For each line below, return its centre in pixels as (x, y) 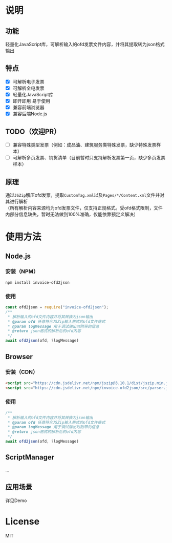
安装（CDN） (22, 372)
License (23, 521)
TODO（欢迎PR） (33, 131)
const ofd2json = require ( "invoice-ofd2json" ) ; (57, 307)
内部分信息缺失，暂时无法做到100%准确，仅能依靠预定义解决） (72, 214)
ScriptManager (30, 457)
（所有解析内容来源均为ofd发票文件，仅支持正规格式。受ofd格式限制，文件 (84, 207)
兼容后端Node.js (30, 114)
